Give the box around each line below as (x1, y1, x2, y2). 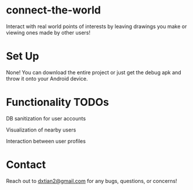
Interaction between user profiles (6, 137, 86, 144)
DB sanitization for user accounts (6, 115, 86, 122)
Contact (6, 158, 46, 171)
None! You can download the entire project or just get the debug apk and (6, 68, 182, 76)
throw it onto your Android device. (6, 75, 89, 82)
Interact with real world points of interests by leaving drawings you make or (6, 23, 187, 30)
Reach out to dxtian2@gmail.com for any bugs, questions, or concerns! (6, 177, 177, 184)
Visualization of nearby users (6, 126, 76, 133)
